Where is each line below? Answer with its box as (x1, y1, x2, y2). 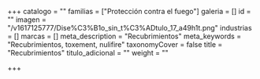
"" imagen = (7, 15, 46, 24)
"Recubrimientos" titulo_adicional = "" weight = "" (7, 48, 169, 57)
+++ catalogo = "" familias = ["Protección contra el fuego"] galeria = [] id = (7, 7, 251, 16)
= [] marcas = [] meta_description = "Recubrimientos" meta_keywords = (7, 31, 242, 41)
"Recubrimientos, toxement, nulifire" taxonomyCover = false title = (7, 40, 223, 49)
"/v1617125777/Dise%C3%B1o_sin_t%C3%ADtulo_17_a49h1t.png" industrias (7, 23, 253, 32)
